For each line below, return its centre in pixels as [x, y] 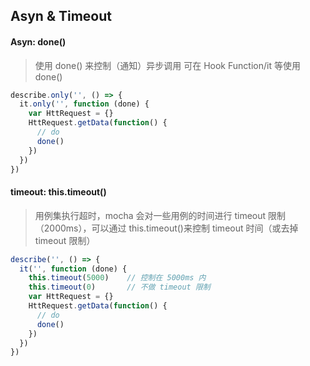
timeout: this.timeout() [58, 192]
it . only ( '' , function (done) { [84, 104]
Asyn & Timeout [61, 16]
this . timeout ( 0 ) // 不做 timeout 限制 [119, 287]
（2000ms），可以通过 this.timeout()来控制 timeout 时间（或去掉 [166, 228]
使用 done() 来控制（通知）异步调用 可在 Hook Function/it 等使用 [167, 65]
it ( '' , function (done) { [73, 269]
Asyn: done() [38, 41]
